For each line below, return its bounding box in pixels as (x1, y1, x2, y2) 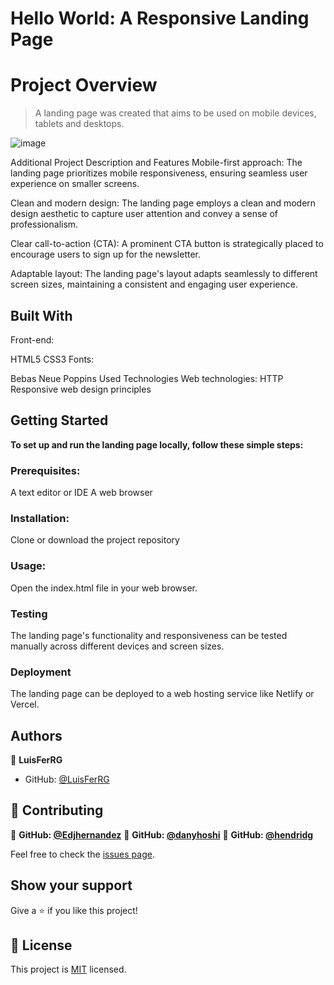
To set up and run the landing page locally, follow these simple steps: (10, 438, 304, 451)
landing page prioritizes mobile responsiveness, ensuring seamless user (10, 167, 308, 179)
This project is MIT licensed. (10, 963, 127, 976)
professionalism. (10, 218, 79, 231)
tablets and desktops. (34, 118, 125, 130)
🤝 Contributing (10, 802, 104, 819)
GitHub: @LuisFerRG (24, 773, 110, 786)
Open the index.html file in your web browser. (10, 582, 198, 594)
